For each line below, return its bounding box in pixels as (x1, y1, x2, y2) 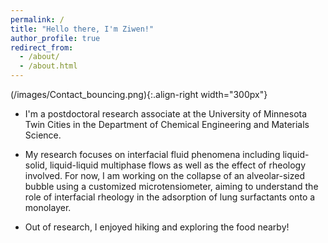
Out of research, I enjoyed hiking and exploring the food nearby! (24, 221, 290, 233)
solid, (24, 159, 48, 171)
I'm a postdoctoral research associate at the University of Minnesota (24, 108, 308, 120)
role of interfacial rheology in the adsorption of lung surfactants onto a (24, 191, 316, 203)
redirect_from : (10, 42, 74, 53)
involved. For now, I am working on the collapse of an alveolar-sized (24, 170, 306, 181)
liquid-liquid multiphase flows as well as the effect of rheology (49, 159, 307, 171)
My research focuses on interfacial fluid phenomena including (24, 149, 281, 160)
